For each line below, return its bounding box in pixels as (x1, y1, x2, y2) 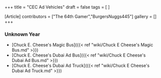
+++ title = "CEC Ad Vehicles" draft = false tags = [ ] (4, 4, 110, 10)
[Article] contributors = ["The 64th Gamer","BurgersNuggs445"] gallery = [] (4, 14, 157, 19)
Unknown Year (4, 31, 40, 38)
